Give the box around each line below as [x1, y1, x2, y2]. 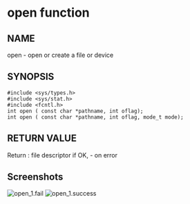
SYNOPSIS [7, 71, 55, 83]
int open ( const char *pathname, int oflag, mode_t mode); [7, 113, 184, 121]
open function [7, 5, 90, 21]
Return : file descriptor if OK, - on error [7, 151, 118, 159]
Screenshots [7, 171, 64, 183]
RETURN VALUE [7, 133, 77, 144]
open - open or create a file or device [7, 51, 114, 59]
